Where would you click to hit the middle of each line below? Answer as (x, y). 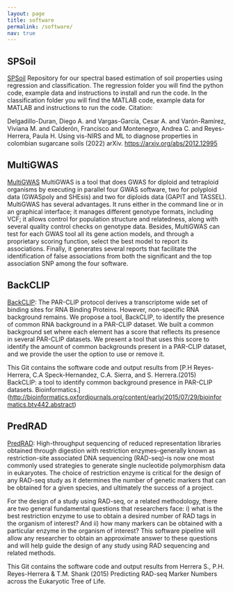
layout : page (26, 14)
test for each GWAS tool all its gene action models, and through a (101, 233)
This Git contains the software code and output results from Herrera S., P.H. (116, 566)
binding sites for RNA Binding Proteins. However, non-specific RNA (103, 309)
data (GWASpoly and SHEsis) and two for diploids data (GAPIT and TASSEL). (117, 196)
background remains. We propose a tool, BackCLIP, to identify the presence (116, 317)
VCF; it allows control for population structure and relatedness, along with (113, 219)
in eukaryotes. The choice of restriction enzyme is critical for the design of (114, 473)
